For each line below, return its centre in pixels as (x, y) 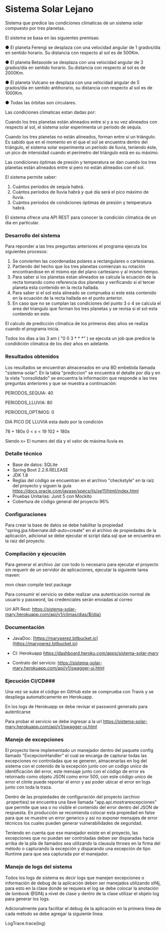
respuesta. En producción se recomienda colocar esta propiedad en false (80, 813)
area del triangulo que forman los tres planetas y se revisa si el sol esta (85, 309)
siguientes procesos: (27, 252)
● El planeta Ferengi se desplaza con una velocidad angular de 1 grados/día (83, 47)
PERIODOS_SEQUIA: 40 (29, 393)
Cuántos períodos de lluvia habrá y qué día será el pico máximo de (80, 192)
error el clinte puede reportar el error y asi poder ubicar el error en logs (78, 782)
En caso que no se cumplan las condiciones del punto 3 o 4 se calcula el (86, 303)
